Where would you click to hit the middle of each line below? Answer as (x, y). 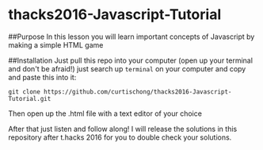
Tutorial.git (30, 98)
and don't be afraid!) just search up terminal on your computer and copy (127, 68)
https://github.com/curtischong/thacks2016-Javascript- (137, 92)
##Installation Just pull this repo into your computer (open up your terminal (131, 60)
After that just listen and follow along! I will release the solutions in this (123, 129)
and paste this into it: (42, 77)
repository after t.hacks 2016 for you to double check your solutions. (120, 137)
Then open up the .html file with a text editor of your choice (105, 113)
